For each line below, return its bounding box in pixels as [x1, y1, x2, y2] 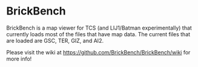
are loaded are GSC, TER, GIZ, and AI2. [6, 37, 104, 44]
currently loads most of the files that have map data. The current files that [6, 30, 191, 37]
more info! [6, 55, 32, 62]
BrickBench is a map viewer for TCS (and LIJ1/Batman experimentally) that [6, 24, 192, 31]
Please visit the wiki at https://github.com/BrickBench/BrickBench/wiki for [6, 48, 191, 56]
